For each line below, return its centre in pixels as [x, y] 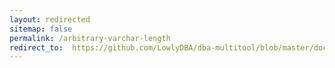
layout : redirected [50, 19]
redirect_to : [36, 47]
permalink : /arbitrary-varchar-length [90, 38]
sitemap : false [41, 29]
